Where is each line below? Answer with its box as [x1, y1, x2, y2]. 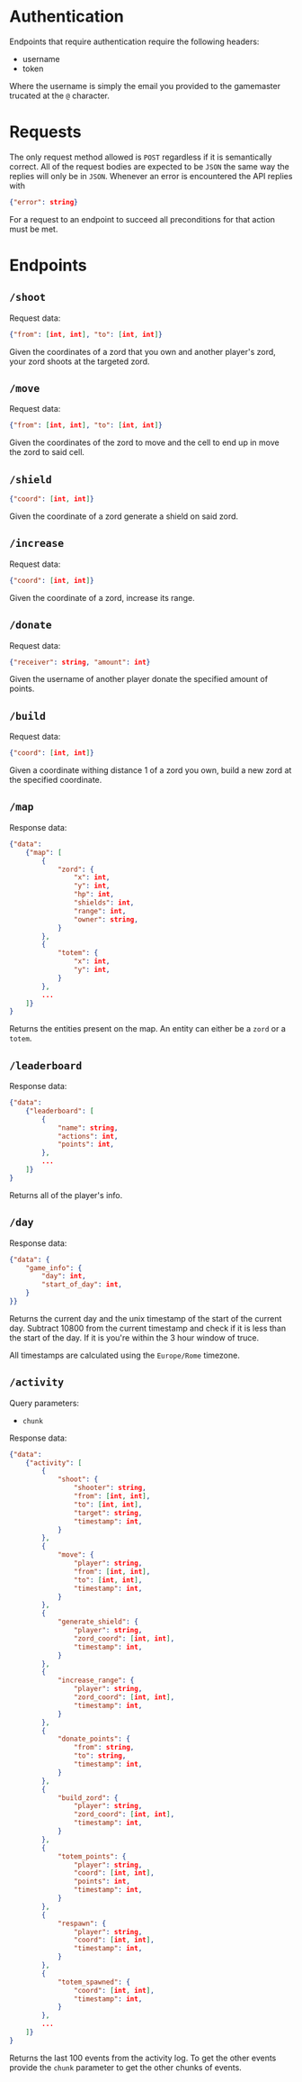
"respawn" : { [57, 1919, 106, 1928]
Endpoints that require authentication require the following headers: [9, 36, 260, 47]
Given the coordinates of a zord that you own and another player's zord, [9, 346, 276, 357]
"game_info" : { [25, 1263, 83, 1272]
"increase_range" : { [57, 1676, 135, 1686]
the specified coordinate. [9, 775, 102, 786]
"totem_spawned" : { [57, 1977, 130, 1987]
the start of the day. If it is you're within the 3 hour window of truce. [9, 1332, 259, 1343]
